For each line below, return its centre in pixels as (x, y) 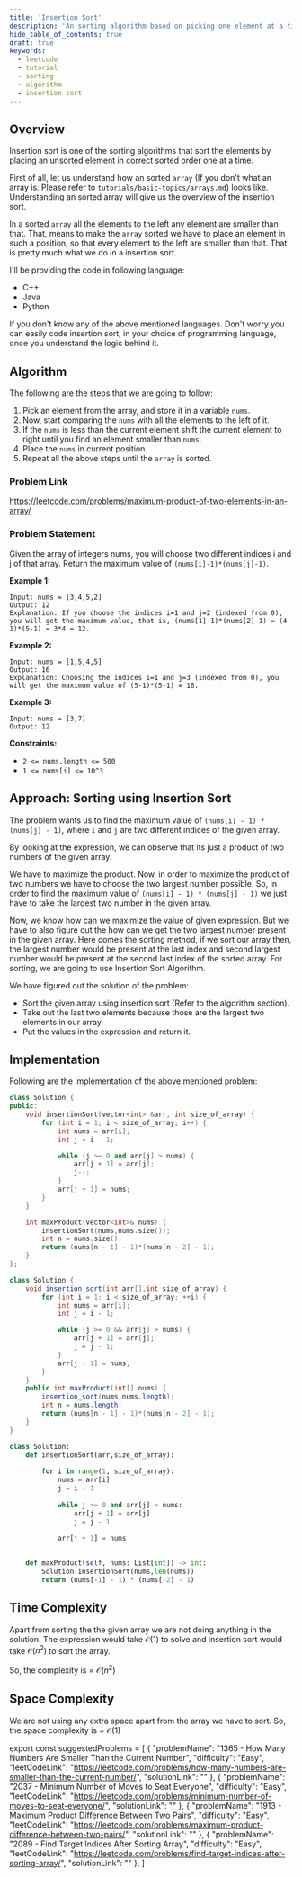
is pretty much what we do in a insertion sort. (93, 253)
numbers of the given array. (61, 856)
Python (36, 307)
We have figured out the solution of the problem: (99, 985)
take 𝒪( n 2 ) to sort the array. (60, 1649)
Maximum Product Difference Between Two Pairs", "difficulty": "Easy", (139, 1815)
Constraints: (33, 743)
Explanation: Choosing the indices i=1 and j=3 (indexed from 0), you (144, 677)
